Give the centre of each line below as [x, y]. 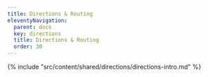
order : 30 [28, 47]
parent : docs [33, 27]
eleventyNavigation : [38, 20]
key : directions [37, 34]
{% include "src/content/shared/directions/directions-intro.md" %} [104, 67]
